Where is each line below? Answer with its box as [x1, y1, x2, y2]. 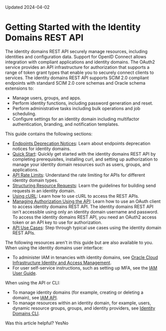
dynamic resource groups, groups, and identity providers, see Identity [12, 305, 156, 311]
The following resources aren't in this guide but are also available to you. [5, 239, 154, 245]
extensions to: [5, 85, 34, 91]
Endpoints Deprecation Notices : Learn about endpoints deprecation [12, 140, 151, 146]
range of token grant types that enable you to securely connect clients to [5, 69, 154, 75]
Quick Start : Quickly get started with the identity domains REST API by [12, 151, 156, 157]
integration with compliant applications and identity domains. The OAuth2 [5, 59, 155, 65]
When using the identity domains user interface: [5, 245, 104, 251]
